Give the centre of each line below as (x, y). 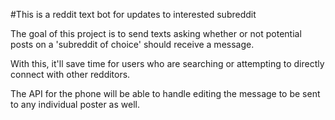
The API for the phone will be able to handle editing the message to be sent (165, 93)
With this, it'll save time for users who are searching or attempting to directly (167, 63)
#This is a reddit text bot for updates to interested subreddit (133, 14)
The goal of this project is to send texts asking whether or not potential (156, 33)
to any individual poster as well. (75, 104)
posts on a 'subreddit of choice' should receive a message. (132, 44)
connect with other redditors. (70, 74)
